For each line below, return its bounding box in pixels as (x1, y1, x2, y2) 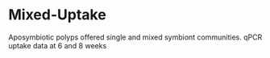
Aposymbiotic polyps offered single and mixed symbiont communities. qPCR (8, 32, 263, 42)
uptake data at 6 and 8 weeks (8, 40, 107, 50)
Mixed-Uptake (8, 6, 106, 24)
